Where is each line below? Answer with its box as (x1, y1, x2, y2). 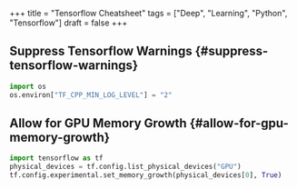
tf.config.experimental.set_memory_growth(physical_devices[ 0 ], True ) (9, 171, 282, 180)
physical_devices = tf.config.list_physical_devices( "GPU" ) (9, 163, 243, 172)
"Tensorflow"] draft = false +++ (9, 17, 128, 28)
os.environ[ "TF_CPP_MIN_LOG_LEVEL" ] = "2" (9, 90, 173, 99)
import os (9, 82, 47, 91)
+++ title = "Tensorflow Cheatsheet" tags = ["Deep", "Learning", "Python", (9, 8, 288, 18)
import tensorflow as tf (9, 154, 104, 163)
